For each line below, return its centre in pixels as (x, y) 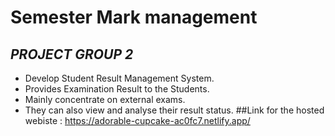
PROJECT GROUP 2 (72, 54)
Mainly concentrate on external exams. (105, 99)
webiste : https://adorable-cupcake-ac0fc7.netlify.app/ (137, 120)
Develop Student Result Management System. (119, 78)
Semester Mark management (134, 17)
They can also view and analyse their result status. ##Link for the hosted (174, 110)
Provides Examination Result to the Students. (117, 89)
